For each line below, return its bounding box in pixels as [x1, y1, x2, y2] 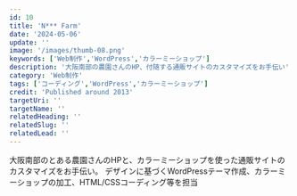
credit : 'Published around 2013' [9, 87, 134, 96]
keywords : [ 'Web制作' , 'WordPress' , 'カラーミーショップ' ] [9, 54, 210, 63]
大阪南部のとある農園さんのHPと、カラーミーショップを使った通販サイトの [9, 154, 285, 165]
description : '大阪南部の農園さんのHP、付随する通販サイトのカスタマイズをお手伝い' [9, 63, 290, 72]
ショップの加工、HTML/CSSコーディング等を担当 [16, 176, 198, 187]
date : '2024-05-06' [9, 29, 82, 38]
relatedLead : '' [9, 129, 70, 138]
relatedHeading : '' [9, 112, 82, 121]
